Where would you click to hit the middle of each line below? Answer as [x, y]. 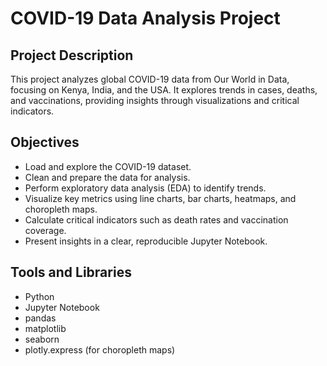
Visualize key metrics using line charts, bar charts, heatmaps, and [160, 198]
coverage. [45, 230]
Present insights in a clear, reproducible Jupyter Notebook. [146, 241]
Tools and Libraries [71, 272]
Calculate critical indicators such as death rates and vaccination [156, 219]
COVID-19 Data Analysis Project [145, 18]
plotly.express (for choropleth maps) [100, 349]
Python [39, 296]
